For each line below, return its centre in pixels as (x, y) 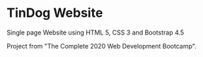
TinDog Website (55, 13)
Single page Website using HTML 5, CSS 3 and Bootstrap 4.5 (95, 32)
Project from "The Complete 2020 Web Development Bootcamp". (101, 46)
